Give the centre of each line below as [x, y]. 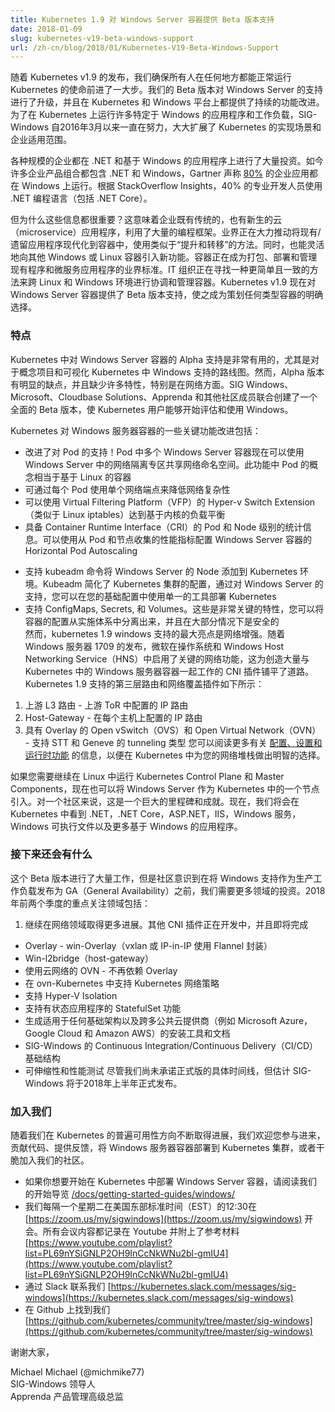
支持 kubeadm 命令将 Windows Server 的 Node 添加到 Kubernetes [161, 571]
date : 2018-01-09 [46, 29]
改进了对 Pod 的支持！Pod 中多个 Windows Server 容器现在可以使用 [164, 452]
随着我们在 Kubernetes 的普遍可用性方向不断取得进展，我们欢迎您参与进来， [168, 1135]
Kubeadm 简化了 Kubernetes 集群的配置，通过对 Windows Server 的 [183, 583]
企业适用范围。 [41, 140]
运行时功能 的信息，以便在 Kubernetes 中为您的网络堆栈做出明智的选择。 [175, 755]
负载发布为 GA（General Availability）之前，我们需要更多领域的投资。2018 [172, 890]
